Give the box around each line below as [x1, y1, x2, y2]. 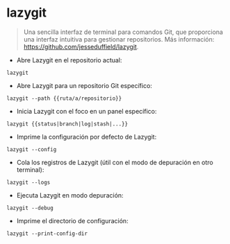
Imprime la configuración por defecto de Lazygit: [16, 132, 157, 141]
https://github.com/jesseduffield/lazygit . [23, 42, 139, 51]
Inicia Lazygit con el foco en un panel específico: [16, 107, 157, 115]
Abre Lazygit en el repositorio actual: [16, 55, 122, 64]
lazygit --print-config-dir [6, 230, 88, 237]
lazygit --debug [6, 204, 54, 211]
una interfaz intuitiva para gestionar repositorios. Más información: [23, 35, 215, 43]
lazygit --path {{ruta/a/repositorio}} [6, 95, 122, 102]
